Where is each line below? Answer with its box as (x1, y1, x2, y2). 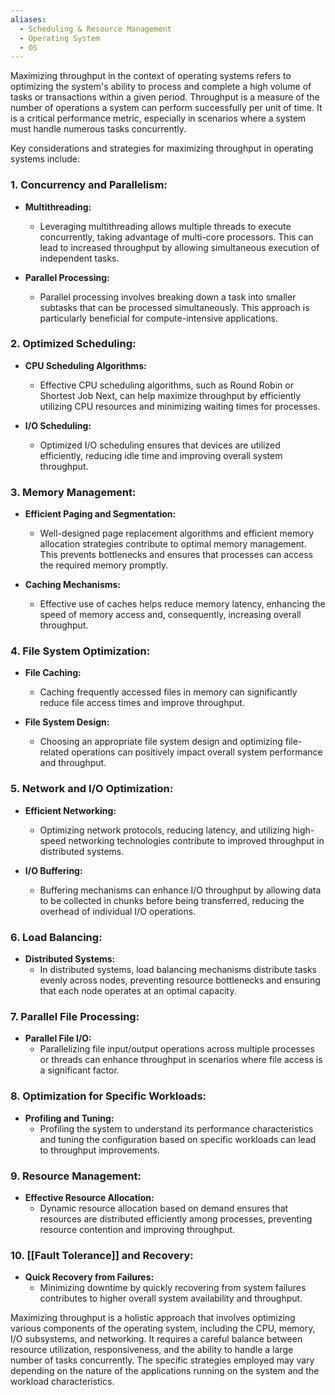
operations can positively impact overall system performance (71, 746, 323, 758)
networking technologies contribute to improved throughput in (68, 834, 325, 846)
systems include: (10, 153, 80, 165)
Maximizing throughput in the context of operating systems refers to (10, 70, 292, 82)
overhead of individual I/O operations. (39, 905, 197, 917)
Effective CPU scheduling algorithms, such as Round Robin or (39, 379, 294, 391)
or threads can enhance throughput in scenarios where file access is (39, 1054, 323, 1066)
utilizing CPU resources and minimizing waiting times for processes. (39, 400, 321, 412)
